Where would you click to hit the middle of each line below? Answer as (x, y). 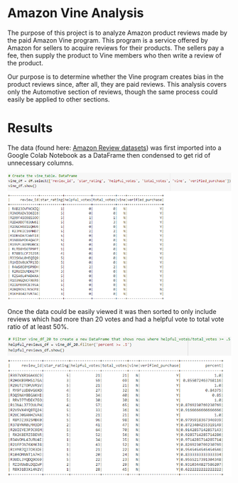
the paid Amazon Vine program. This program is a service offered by (108, 40)
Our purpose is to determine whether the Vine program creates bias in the (115, 77)
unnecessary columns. (41, 163)
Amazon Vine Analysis (76, 13)
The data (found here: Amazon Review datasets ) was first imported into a (114, 148)
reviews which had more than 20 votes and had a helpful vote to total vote (116, 319)
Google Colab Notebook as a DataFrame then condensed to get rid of (109, 155)
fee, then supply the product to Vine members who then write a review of (114, 55)
